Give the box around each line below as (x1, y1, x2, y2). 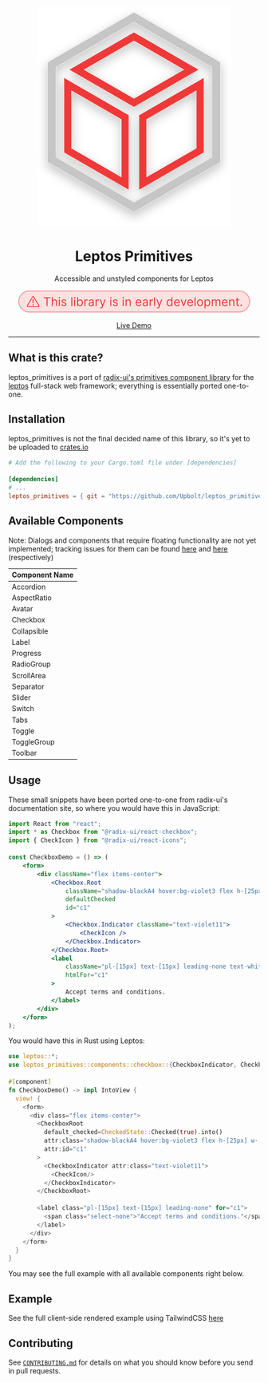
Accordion (11, 582, 46, 591)
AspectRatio (11, 593, 52, 603)
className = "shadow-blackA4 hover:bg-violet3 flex (65, 887, 234, 895)
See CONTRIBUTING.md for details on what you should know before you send (8, 1357, 254, 1367)
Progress (11, 649, 41, 658)
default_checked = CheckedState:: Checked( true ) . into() (43, 1128, 223, 1136)
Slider (11, 693, 31, 702)
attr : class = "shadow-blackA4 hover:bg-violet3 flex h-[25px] (43, 1136, 248, 1145)
